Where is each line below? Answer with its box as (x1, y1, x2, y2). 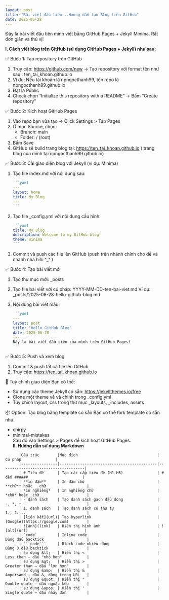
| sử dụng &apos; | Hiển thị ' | (18, 586, 159, 591)
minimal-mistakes (12, 432, 50, 438)
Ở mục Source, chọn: (12, 124, 57, 130)
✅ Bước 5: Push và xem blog (5, 354, 65, 359)
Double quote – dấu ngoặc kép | (5, 581, 90, 586)
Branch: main (20, 129, 48, 135)
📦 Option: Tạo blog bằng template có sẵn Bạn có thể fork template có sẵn (5, 409, 160, 415)
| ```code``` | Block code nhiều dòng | (18, 541, 159, 546)
